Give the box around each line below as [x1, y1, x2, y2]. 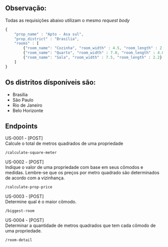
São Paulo [12, 97, 33, 103]
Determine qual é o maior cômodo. [5, 199, 77, 205]
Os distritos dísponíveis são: [5, 78, 96, 87]
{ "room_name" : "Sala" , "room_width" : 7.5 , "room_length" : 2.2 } [23, 55, 162, 60]
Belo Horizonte [12, 107, 43, 113]
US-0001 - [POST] [5, 135, 43, 141]
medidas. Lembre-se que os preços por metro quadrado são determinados [5, 170, 159, 176]
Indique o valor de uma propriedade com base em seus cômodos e [5, 164, 143, 170]
